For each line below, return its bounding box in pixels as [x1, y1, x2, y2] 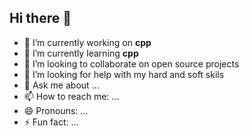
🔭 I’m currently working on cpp [23, 36, 152, 48]
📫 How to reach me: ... [23, 90, 120, 102]
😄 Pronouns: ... [23, 104, 89, 116]
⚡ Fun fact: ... [23, 116, 79, 128]
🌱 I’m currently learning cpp [23, 47, 139, 59]
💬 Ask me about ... [23, 79, 100, 91]
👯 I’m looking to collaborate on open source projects [23, 57, 240, 70]
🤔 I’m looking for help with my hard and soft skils [23, 68, 225, 80]
